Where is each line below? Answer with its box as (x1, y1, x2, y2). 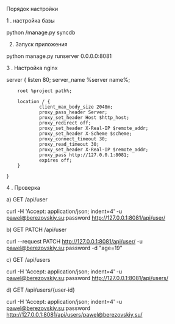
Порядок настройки (6, 5, 59, 12)
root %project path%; (17, 88, 72, 94)
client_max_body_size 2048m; (38, 104, 113, 110)
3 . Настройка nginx (6, 64, 58, 71)
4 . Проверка (6, 184, 41, 191)
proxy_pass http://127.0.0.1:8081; (38, 152, 130, 158)
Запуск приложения (15, 41, 68, 48)
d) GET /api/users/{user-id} (6, 286, 75, 293)
